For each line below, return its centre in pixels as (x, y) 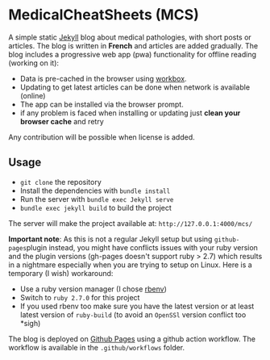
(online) (33, 95)
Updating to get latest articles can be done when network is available (135, 87)
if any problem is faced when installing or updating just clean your (130, 113)
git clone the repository (61, 182)
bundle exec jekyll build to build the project (96, 207)
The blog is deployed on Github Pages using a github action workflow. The (132, 339)
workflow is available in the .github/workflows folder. (97, 347)
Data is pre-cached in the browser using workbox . (103, 78)
